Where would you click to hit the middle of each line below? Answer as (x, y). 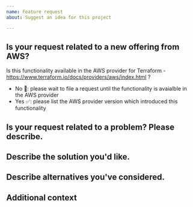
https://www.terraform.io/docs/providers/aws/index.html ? (78, 77)
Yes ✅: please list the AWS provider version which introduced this (96, 101)
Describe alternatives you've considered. (86, 177)
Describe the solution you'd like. (68, 157)
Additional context (41, 198)
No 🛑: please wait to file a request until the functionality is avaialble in (101, 89)
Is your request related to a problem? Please (90, 127)
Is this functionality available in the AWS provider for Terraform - (86, 71)
